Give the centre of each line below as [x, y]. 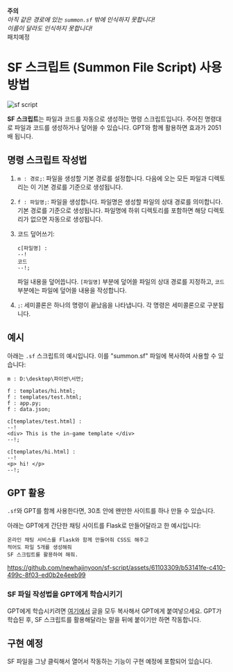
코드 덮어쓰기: [36, 234]
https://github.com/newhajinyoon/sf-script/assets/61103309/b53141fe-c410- [116, 568]
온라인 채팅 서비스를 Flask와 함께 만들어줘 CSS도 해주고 [78, 540]
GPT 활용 [26, 493]
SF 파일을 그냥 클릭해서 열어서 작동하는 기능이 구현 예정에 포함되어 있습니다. [110, 662]
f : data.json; [29, 409]
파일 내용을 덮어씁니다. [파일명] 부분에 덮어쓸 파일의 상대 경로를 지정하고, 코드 [121, 281]
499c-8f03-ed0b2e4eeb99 [46, 575]
